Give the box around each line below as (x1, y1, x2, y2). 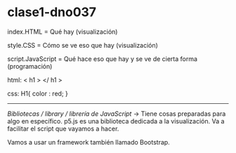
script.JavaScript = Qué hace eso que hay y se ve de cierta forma (7, 54, 198, 63)
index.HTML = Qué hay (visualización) (7, 27, 118, 36)
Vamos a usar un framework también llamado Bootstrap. (7, 138, 170, 146)
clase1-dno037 (7, 4, 97, 20)
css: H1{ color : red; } (7, 89, 69, 98)
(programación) (7, 62, 53, 70)
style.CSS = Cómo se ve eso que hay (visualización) (7, 41, 158, 49)
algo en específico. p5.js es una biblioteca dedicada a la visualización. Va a (7, 117, 225, 125)
